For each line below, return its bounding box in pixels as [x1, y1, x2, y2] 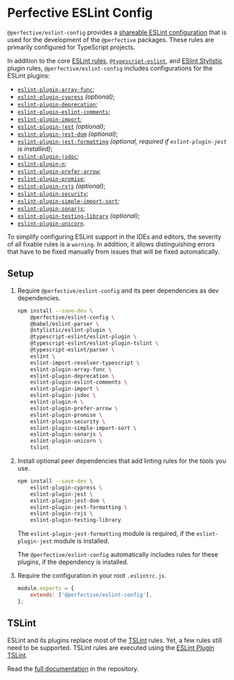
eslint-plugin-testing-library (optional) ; [17, 211, 140, 220]
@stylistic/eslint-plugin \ [30, 327, 112, 334]
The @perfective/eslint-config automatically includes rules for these [17, 550, 219, 559]
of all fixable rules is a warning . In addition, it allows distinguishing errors [7, 240, 215, 248]
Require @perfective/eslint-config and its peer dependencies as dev [17, 286, 219, 295]
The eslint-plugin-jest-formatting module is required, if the [17, 529, 196, 538]
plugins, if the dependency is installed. [17, 558, 129, 567]
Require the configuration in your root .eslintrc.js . [17, 571, 167, 580]
